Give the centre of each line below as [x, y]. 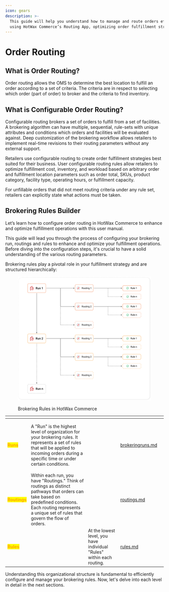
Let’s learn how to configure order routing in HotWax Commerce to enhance [84, 223]
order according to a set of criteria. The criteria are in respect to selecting [81, 88]
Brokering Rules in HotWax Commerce [57, 409]
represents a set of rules [56, 442]
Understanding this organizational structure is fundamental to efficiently [80, 574]
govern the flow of [50, 518]
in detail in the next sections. [35, 585]
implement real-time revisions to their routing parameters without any [77, 143]
